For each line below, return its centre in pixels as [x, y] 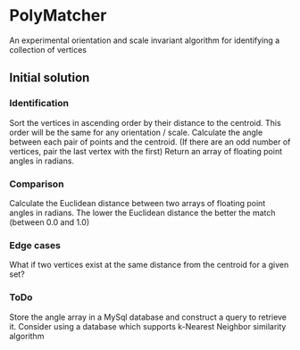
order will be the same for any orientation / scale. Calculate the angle [136, 132]
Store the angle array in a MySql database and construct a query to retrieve [148, 317]
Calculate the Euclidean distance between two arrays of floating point [137, 203]
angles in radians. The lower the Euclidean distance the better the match [142, 212]
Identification [39, 104]
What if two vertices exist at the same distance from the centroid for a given [149, 265]
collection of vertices [48, 49]
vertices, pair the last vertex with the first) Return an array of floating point [146, 151]
